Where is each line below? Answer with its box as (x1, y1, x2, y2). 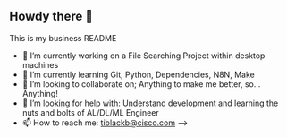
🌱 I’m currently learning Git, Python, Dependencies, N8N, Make (21, 69, 255, 80)
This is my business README (9, 32, 117, 43)
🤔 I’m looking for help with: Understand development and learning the (21, 98, 279, 108)
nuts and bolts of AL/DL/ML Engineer (21, 107, 159, 117)
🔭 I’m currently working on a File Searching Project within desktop (21, 50, 266, 61)
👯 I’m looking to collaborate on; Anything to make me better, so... (21, 78, 261, 90)
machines (21, 59, 59, 70)
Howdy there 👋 (9, 9, 94, 24)
